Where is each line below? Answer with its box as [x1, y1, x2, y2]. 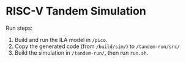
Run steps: [6, 24, 33, 32]
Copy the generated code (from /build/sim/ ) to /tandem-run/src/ [14, 43, 180, 50]
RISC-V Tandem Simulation [6, 4, 146, 18]
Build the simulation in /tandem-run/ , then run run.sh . [14, 49, 149, 56]
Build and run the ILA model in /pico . [14, 36, 108, 43]
